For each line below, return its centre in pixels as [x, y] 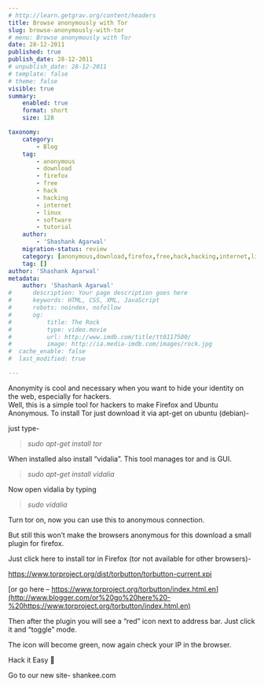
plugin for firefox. [36, 543]
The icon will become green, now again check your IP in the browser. [120, 644]
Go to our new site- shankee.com [62, 675]
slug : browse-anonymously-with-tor [66, 30]
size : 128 [38, 118]
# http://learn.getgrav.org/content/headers [82, 15]
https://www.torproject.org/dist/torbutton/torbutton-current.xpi [110, 574]
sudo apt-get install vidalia [71, 474]
